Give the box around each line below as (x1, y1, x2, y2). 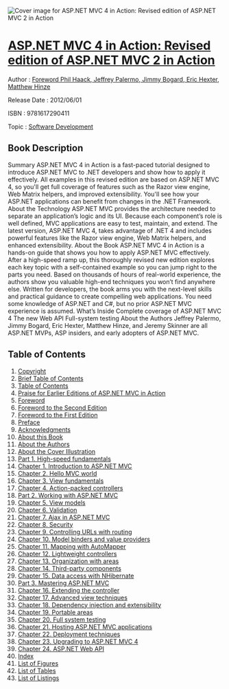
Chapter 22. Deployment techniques (17, 630, 121, 638)
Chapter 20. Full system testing (17, 615, 106, 624)
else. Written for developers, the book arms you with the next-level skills (8, 285, 212, 293)
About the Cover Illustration (17, 447, 96, 455)
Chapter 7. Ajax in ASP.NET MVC (17, 513, 110, 521)
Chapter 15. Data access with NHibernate (17, 571, 134, 580)
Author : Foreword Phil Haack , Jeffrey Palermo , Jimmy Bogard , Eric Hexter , (8, 75, 219, 83)
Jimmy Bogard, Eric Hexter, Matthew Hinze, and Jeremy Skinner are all (8, 321, 208, 329)
